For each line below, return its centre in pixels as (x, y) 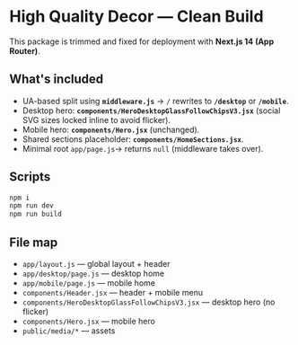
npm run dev (31, 206)
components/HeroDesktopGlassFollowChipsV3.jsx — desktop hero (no (149, 302)
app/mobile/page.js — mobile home (88, 283)
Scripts (30, 177)
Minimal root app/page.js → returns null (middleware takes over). (143, 148)
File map (34, 242)
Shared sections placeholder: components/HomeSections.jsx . (133, 139)
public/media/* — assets (69, 331)
